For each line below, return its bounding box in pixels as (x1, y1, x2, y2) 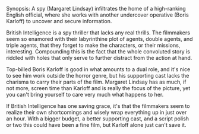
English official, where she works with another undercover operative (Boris (6, 11, 189, 18)
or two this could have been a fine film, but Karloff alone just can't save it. (6, 122, 187, 128)
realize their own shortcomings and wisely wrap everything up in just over (6, 109, 187, 116)
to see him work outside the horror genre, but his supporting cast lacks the (6, 72, 189, 79)
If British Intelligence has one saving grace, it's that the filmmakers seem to (6, 103, 190, 109)
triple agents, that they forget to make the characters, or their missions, (6, 42, 181, 49)
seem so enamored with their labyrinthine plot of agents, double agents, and (6, 36, 193, 42)
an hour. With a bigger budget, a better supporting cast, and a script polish (6, 115, 189, 122)
